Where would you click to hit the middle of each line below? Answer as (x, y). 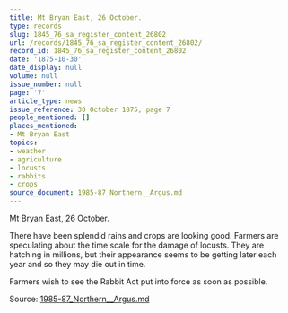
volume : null (34, 76)
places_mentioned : (44, 126)
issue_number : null (46, 84)
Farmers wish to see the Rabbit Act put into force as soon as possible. (139, 282)
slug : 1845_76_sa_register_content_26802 (88, 34)
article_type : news (46, 101)
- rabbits (28, 176)
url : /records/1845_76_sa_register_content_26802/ (106, 43)
